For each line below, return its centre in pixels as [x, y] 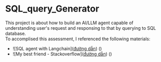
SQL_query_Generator [52, 9]
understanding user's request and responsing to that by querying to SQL [81, 28]
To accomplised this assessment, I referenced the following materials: [78, 39]
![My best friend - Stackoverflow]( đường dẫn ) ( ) [62, 54]
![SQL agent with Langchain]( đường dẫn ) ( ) [57, 48]
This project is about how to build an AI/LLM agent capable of [69, 23]
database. [16, 33]
